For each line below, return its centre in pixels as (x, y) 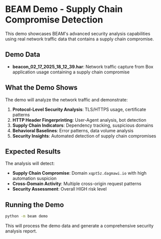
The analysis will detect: (30, 164)
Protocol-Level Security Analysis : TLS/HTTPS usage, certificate (79, 109)
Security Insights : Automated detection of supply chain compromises (84, 136)
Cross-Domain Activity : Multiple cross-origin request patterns (77, 184)
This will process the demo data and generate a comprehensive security (79, 226)
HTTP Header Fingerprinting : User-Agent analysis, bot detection (79, 120)
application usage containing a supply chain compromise (71, 72)
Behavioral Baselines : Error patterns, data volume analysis (73, 130)
